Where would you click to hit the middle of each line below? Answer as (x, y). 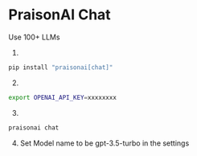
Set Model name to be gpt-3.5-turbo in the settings (105, 143)
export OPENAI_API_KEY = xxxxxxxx (62, 97)
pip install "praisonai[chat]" (61, 67)
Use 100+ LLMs (34, 37)
